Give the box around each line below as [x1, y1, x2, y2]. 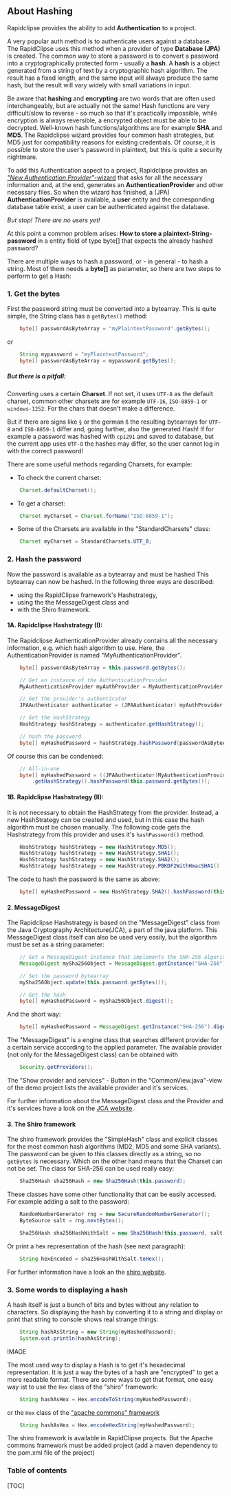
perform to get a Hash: [7, 272, 71, 280]
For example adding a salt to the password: [7, 1197, 129, 1206]
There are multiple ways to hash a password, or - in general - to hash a [7, 257, 208, 265]
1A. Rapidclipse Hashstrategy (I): [7, 621, 103, 629]
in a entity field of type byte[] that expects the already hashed [37, 237, 213, 245]
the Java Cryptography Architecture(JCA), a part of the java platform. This [7, 926, 218, 934]
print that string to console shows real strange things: [7, 1315, 159, 1323]
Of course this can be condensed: [7, 752, 104, 760]
